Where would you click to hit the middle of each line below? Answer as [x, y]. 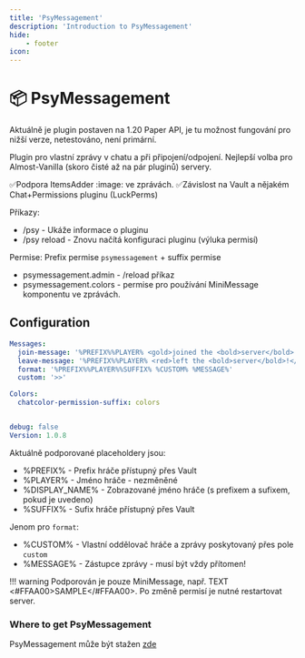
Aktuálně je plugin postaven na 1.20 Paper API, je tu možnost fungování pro [150, 130]
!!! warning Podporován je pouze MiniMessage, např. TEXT [119, 581]
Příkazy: [25, 213]
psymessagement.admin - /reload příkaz [98, 275]
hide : [20, 35]
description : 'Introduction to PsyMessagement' [101, 26]
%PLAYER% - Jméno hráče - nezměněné [100, 480]
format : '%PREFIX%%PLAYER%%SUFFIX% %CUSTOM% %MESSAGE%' [125, 369]
